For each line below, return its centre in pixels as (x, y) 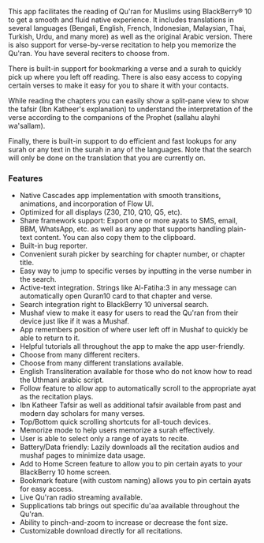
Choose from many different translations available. (101, 363)
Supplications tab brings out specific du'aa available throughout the (130, 506)
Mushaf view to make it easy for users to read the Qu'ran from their (129, 313)
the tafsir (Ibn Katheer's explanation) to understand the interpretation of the (131, 109)
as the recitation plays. (56, 397)
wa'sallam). (27, 126)
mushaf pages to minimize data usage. (82, 455)
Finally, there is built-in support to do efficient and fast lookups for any (123, 141)
